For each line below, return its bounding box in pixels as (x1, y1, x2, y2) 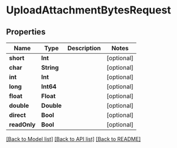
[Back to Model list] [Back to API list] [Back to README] (6, 136, 141, 142)
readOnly (9, 121, 36, 129)
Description (67, 44, 101, 52)
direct (9, 111, 26, 119)
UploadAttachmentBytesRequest (6, 4, 172, 17)
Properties (6, 27, 46, 37)
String (41, 64, 59, 71)
